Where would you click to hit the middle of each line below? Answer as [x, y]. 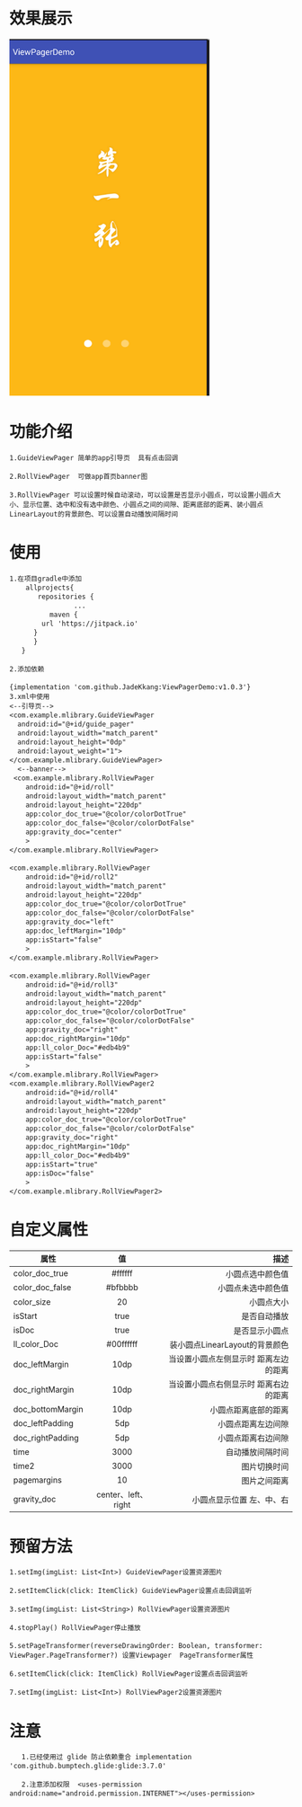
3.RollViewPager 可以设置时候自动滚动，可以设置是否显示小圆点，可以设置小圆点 [142, 495]
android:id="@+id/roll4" [72, 1093]
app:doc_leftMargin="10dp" [76, 931]
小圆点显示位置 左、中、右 [240, 1499]
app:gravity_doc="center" [74, 832]
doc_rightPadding [46, 1438]
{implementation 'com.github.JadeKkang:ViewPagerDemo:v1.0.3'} [130, 687]
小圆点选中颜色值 [258, 1273]
